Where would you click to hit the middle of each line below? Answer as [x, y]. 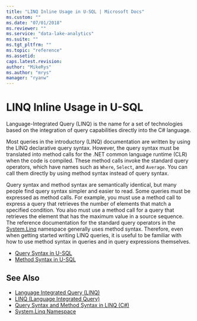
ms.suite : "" [22, 39]
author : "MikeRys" [29, 67]
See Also [23, 278]
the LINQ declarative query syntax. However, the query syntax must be [93, 148]
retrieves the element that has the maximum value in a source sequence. [95, 216]
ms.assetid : [21, 56]
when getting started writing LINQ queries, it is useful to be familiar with [94, 235]
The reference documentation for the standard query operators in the [91, 223]
